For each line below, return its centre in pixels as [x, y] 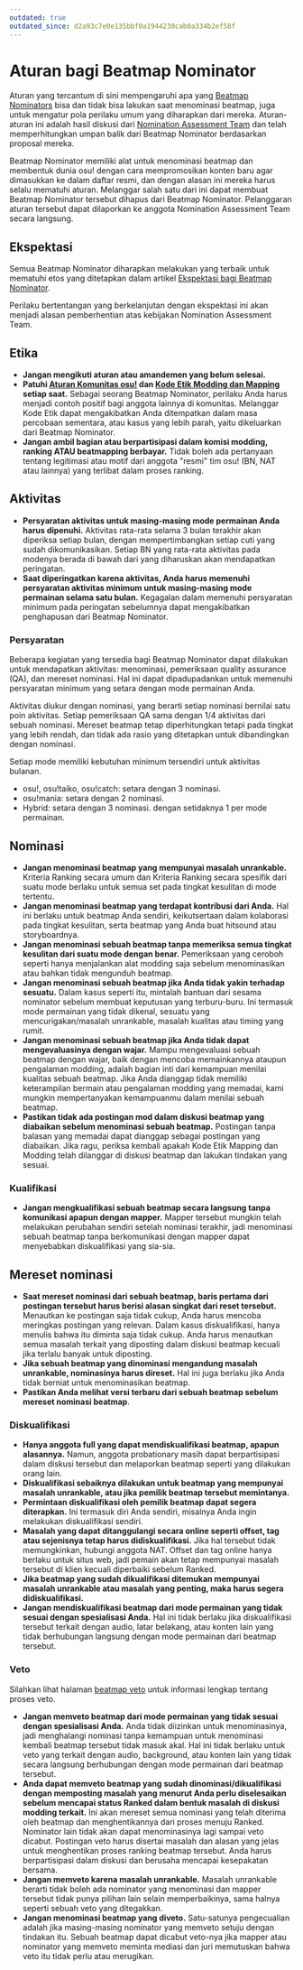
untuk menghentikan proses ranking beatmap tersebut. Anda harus [147, 1850]
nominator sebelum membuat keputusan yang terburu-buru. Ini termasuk [158, 1002]
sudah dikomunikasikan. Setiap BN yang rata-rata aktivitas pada [142, 549]
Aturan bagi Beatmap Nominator [133, 71]
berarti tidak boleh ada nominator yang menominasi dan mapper [142, 1889]
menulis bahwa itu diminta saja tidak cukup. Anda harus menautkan [147, 1335]
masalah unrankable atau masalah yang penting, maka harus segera [153, 1588]
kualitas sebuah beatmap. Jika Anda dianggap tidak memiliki [135, 1078]
